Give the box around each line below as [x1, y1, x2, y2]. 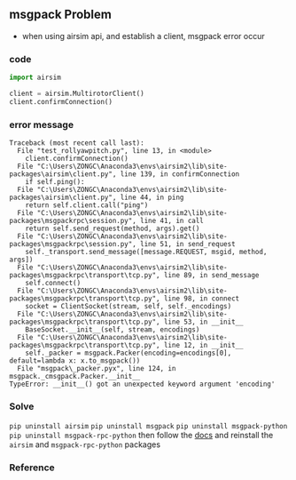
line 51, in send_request [140, 240, 237, 249]
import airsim [9, 73, 62, 83]
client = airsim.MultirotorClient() [9, 89, 144, 98]
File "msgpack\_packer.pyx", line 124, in [17, 364, 176, 373]
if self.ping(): [25, 178, 86, 187]
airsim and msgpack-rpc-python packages [9, 439, 161, 450]
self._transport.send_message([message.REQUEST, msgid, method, [25, 248, 268, 257]
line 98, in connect [163, 294, 240, 303]
